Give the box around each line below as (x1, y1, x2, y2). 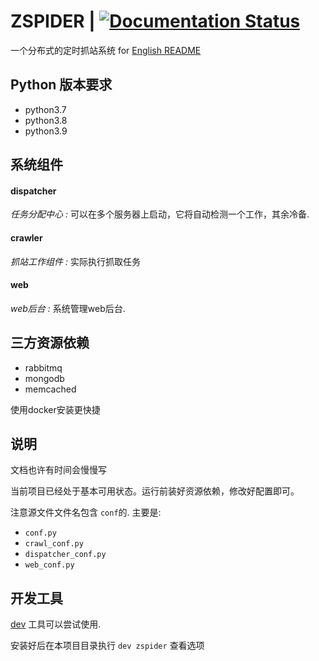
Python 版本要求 (10, 76, 113, 94)
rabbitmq (24, 361, 63, 374)
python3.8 (24, 114, 68, 126)
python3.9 (24, 125, 68, 137)
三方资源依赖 (10, 335, 90, 352)
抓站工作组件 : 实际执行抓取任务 (10, 255, 141, 267)
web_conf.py (24, 560, 75, 570)
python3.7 (24, 103, 67, 115)
